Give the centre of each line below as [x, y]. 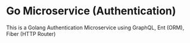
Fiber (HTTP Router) [31, 33]
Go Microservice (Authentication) [91, 11]
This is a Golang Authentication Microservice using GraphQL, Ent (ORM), [95, 27]
